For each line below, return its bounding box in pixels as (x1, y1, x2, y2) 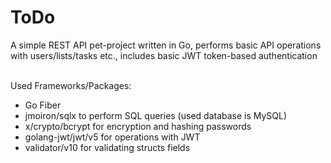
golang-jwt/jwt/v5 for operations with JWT (24, 131, 201, 143)
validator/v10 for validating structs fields (24, 141, 191, 153)
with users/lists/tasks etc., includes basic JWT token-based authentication (10, 49, 318, 61)
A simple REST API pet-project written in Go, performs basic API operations (10, 39, 322, 51)
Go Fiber (24, 99, 62, 111)
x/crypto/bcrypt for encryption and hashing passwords (24, 120, 252, 132)
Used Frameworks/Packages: (10, 79, 132, 91)
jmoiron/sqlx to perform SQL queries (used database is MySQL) (24, 109, 288, 121)
